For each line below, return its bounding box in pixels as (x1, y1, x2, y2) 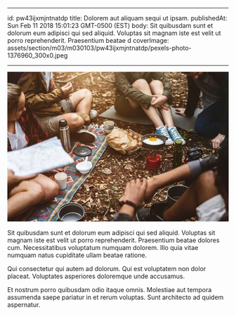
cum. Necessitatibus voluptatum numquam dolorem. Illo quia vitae (7, 243, 199, 251)
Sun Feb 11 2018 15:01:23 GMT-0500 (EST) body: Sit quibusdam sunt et (7, 22, 214, 29)
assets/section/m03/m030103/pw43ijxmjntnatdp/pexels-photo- (7, 44, 192, 52)
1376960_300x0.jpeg (7, 51, 68, 60)
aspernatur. (7, 300, 41, 309)
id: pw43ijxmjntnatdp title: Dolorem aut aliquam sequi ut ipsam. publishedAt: (7, 14, 228, 22)
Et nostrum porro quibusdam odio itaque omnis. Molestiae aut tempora (7, 285, 212, 294)
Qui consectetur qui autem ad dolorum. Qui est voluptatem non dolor (7, 264, 206, 272)
